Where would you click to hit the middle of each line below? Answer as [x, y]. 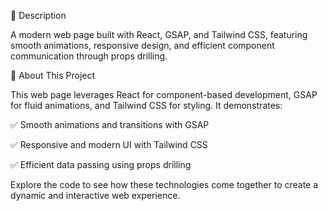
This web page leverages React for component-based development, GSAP [164, 94]
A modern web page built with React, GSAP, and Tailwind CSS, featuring [159, 34]
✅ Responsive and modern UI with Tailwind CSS [109, 144]
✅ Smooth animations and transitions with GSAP [110, 124]
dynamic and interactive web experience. [95, 195]
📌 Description [38, 15]
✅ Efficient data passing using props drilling [101, 164]
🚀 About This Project [53, 75]
